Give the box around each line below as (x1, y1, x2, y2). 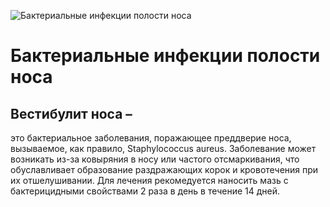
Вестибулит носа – (10, 105, 133, 122)
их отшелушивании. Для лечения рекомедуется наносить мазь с (10, 175, 289, 186)
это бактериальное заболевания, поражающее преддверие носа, (10, 132, 292, 144)
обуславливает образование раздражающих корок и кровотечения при (10, 164, 319, 175)
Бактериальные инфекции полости (10, 45, 321, 67)
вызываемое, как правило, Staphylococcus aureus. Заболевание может (10, 143, 317, 154)
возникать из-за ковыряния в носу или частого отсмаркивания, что (10, 153, 300, 165)
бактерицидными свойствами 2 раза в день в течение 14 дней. (10, 185, 281, 197)
